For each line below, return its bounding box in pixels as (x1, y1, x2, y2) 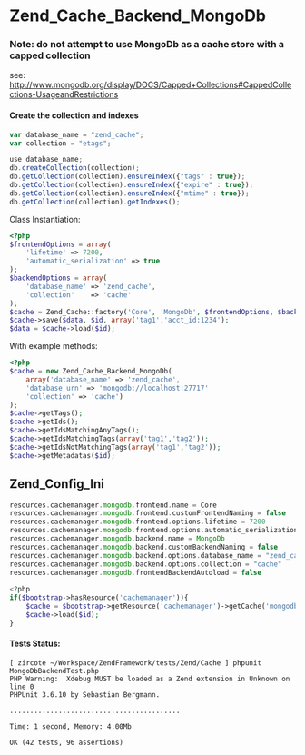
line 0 (9, 682, 34, 691)
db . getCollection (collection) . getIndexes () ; (9, 197, 181, 206)
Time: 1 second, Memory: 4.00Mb (9, 721, 132, 731)
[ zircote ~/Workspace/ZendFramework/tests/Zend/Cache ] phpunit (9, 658, 261, 668)
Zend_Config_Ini (9, 476, 104, 492)
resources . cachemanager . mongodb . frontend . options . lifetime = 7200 (9, 517, 266, 527)
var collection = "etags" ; (9, 138, 112, 148)
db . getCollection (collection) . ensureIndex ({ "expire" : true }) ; (9, 181, 254, 190)
